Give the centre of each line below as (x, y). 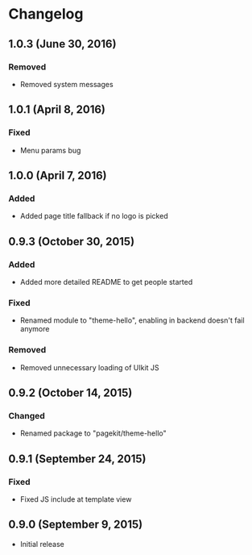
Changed (27, 415)
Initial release (42, 544)
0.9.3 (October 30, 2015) (72, 242)
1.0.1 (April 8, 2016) (57, 110)
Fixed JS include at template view (76, 499)
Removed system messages (67, 84)
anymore (35, 329)
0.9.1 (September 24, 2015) (77, 459)
